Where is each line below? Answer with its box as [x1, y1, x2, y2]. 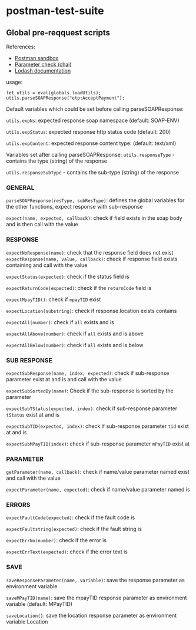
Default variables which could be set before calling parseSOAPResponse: [6, 105, 184, 113]
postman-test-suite [6, 4, 104, 18]
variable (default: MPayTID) [6, 600, 72, 608]
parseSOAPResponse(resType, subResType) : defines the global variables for [6, 197, 185, 204]
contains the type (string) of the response [6, 157, 108, 164]
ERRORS [6, 501, 31, 509]
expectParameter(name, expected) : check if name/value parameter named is [6, 486, 190, 493]
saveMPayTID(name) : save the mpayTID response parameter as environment [6, 594, 187, 601]
